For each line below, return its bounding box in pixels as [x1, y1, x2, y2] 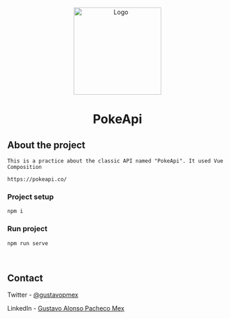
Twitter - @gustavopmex [7, 290, 79, 299]
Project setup [7, 192, 54, 202]
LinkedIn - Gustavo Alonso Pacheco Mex [7, 304, 124, 313]
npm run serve [7, 239, 49, 247]
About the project [7, 139, 86, 151]
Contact [7, 272, 43, 284]
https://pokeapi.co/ [7, 176, 68, 183]
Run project [7, 224, 48, 234]
